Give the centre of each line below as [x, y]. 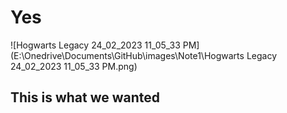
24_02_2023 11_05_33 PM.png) [74, 66]
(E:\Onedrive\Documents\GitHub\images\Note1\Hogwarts [127, 55]
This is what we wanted [85, 97]
